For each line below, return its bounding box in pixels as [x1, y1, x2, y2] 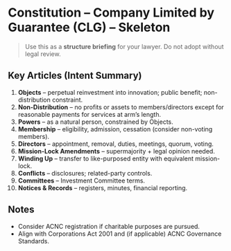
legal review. [24, 50, 61, 58]
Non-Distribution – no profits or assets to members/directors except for [17, 102, 224, 111]
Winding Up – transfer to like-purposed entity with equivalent [17, 154, 194, 162]
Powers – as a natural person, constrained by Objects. [17, 118, 173, 126]
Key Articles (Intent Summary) [8, 70, 142, 82]
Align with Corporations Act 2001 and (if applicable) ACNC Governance [17, 230, 222, 238]
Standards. [17, 236, 50, 245]
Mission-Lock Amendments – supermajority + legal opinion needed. [17, 147, 216, 155]
